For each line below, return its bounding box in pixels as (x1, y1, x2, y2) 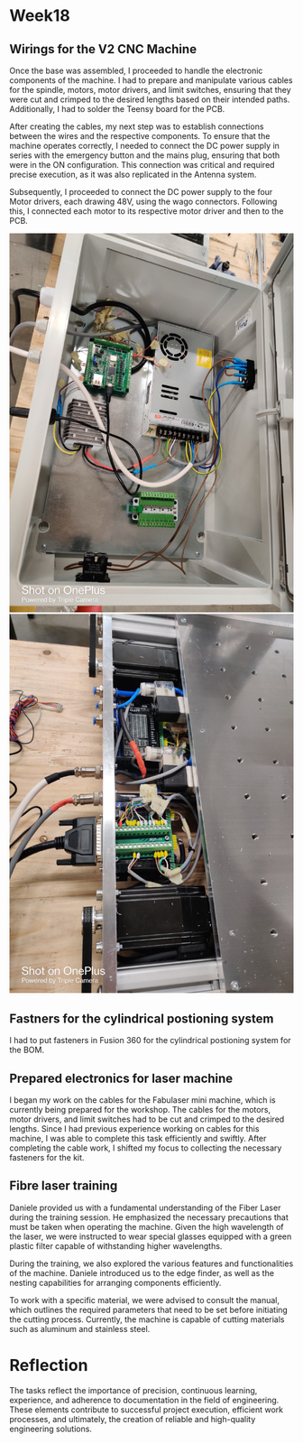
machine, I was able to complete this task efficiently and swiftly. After (9, 1133, 267, 1144)
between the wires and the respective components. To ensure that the (9, 131, 271, 141)
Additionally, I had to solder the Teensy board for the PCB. (9, 104, 225, 114)
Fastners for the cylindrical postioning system (9, 1011, 274, 1026)
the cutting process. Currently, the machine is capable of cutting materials (9, 1314, 285, 1325)
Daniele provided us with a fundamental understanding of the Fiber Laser (9, 1202, 281, 1213)
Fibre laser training (9, 1179, 118, 1194)
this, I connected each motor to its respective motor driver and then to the (9, 206, 284, 217)
